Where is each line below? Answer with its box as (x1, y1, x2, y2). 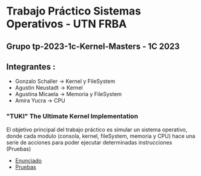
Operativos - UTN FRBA (6, 17, 127, 31)
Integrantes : (6, 62, 56, 72)
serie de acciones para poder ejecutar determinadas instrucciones (6, 139, 173, 146)
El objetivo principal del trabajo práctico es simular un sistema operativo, (6, 126, 188, 133)
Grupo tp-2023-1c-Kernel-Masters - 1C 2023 (6, 41, 180, 51)
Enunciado (15, 157, 42, 164)
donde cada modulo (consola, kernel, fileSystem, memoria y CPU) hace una (6, 132, 196, 140)
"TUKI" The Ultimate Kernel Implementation (6, 112, 138, 120)
